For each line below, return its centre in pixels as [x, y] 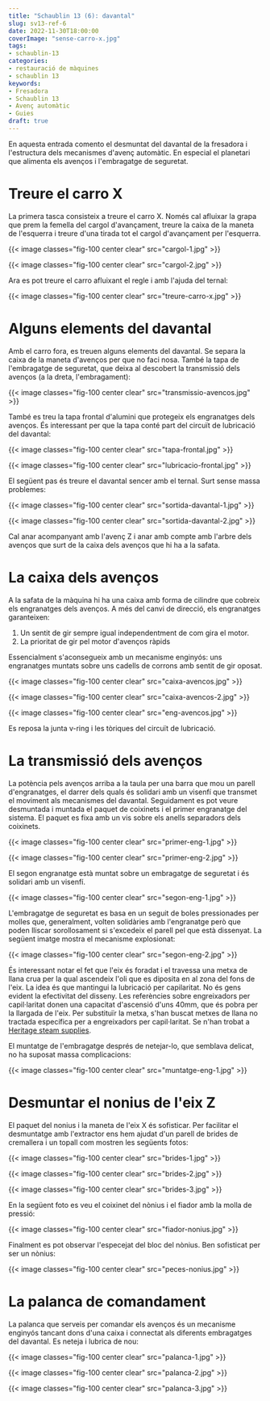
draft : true [28, 121]
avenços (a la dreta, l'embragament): [70, 377]
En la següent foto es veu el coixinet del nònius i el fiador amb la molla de [130, 1205]
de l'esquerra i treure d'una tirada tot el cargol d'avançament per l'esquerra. [135, 233]
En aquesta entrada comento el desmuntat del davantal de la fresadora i [128, 144]
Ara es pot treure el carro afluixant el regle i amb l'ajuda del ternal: [118, 280]
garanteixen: [29, 617]
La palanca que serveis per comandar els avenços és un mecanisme [122, 1324]
